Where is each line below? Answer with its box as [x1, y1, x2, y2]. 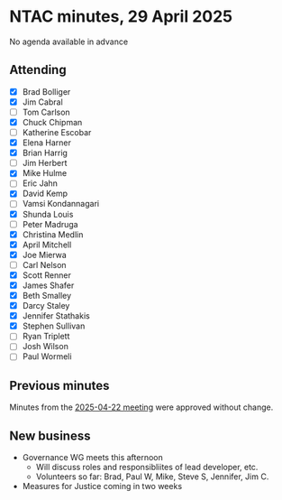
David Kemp [22, 188, 68, 199]
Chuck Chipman [22, 116, 83, 127]
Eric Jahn [22, 178, 59, 189]
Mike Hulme [22, 168, 68, 179]
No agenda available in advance [9, 36, 129, 47]
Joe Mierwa [22, 249, 68, 260]
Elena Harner [22, 137, 72, 148]
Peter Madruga [22, 218, 78, 229]
